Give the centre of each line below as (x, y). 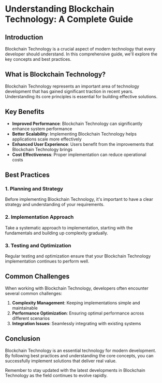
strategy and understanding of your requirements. (55, 205)
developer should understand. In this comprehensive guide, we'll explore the (81, 54)
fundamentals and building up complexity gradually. (57, 233)
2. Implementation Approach (39, 217)
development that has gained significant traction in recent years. (69, 91)
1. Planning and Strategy (34, 189)
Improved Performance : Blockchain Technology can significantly (77, 123)
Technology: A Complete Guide (69, 19)
